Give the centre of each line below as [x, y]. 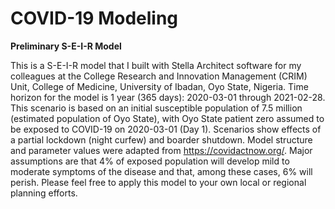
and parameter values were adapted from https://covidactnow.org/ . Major [161, 150]
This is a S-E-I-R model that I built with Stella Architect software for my [156, 65]
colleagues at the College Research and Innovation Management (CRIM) [159, 76]
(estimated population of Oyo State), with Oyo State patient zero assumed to [167, 118]
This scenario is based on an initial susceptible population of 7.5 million [156, 108]
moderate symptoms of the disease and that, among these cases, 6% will [161, 171]
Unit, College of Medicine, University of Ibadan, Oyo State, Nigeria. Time [159, 86]
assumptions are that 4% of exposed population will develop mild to [150, 161]
